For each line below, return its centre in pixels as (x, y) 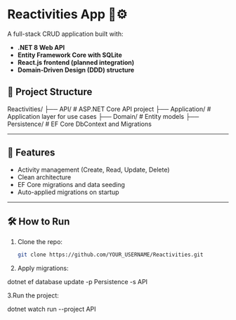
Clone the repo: (40, 242)
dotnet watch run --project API (52, 309)
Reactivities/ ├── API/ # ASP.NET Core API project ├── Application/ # (109, 109)
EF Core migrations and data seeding (71, 184)
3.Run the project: (33, 295)
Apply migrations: (43, 268)
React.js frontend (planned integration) (76, 62)
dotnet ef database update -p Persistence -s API (78, 282)
